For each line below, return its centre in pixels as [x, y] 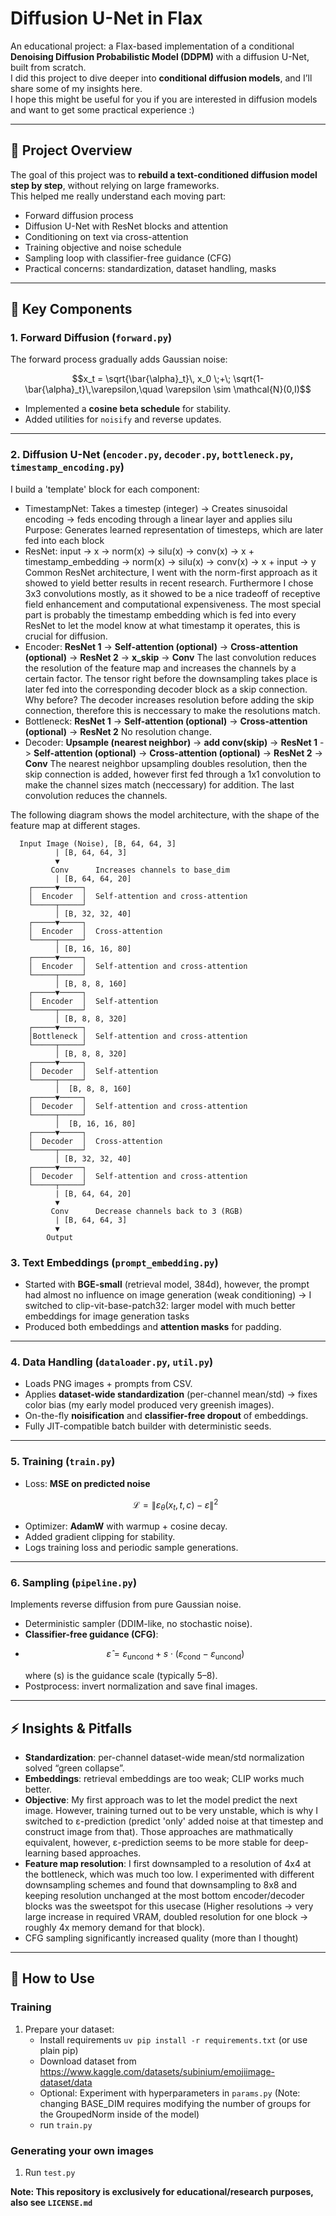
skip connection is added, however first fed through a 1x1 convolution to [173, 774]
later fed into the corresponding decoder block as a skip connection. [166, 689]
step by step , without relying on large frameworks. [115, 185]
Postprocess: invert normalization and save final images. [141, 1686]
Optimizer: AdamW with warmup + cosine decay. [126, 1526]
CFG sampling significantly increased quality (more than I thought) [161, 1938]
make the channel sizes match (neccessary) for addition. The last [159, 784]
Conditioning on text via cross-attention [106, 236]
